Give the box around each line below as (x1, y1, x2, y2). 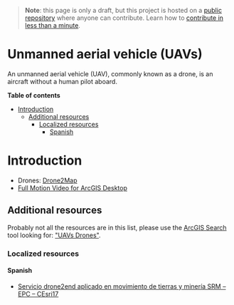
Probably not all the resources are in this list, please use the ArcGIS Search (7, 223, 227, 232)
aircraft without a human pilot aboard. (7, 77, 117, 86)
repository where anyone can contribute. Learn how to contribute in (24, 14, 224, 22)
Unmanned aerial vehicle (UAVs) (7, 46, 203, 63)
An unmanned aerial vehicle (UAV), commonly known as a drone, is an (7, 69, 213, 78)
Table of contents (7, 91, 60, 99)
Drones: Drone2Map (17, 176, 78, 185)
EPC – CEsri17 (17, 289, 59, 298)
